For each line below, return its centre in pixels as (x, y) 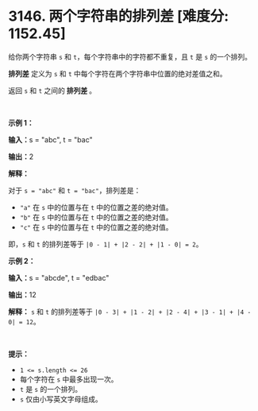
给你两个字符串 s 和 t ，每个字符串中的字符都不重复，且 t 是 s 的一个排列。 (130, 56)
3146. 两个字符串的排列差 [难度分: (119, 16)
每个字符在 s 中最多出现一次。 (69, 379)
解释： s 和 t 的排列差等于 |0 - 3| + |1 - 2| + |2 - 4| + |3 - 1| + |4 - (130, 312)
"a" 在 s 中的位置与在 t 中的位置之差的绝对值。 (96, 207)
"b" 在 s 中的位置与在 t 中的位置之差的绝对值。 (96, 217)
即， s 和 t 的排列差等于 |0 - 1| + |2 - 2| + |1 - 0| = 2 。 (106, 244)
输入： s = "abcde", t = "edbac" (59, 277)
